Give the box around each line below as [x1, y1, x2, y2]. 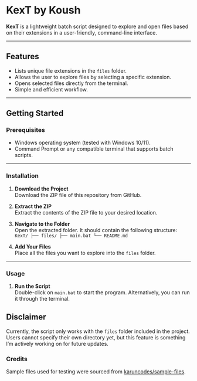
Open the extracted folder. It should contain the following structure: [14, 226, 178, 233]
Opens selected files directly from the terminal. [14, 80, 128, 87]
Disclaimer [6, 312, 46, 322]
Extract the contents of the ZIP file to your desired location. [14, 209, 158, 216]
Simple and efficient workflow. [14, 86, 88, 93]
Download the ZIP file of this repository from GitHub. [14, 191, 142, 198]
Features [6, 52, 39, 62]
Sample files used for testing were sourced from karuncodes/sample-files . [6, 368, 186, 375]
